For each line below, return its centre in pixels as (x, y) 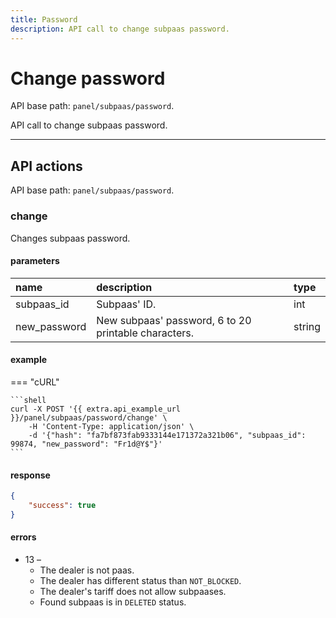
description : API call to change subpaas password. (120, 29)
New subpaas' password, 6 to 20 (174, 320)
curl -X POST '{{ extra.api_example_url (96, 409)
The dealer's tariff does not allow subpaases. (133, 591)
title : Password (44, 19)
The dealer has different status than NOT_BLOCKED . (140, 580)
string (307, 326)
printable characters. (145, 333)
